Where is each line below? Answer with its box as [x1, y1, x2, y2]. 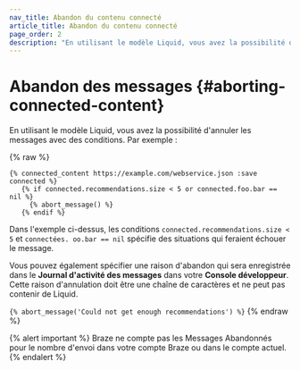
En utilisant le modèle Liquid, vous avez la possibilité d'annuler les [9, 125, 252, 136]
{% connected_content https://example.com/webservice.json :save [9, 169, 257, 179]
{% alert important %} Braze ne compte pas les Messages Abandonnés [9, 332, 272, 344]
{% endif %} [21, 208, 66, 217]
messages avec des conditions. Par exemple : [9, 135, 178, 146]
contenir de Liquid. [9, 289, 79, 299]
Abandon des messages [9, 77, 193, 97]
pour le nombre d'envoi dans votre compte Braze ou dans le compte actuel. [9, 342, 287, 353]
